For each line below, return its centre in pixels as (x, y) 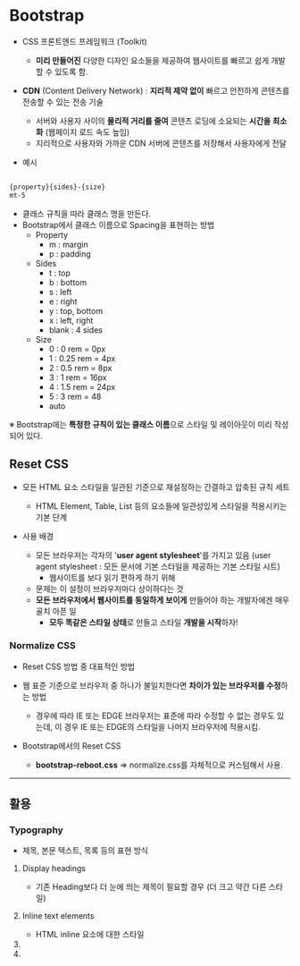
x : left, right (71, 320)
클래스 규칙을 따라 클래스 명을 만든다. (87, 213)
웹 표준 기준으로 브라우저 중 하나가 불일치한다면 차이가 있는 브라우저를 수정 (151, 685)
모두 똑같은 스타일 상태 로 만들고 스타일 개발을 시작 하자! (143, 622)
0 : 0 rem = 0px (77, 349)
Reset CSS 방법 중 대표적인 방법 (79, 666)
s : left (60, 292)
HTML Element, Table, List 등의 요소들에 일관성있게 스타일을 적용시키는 (161, 505)
